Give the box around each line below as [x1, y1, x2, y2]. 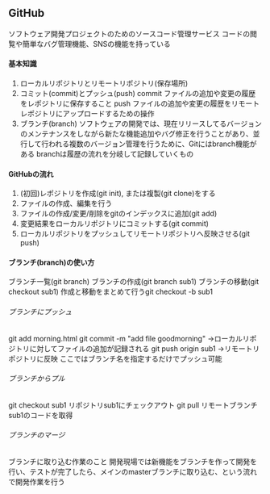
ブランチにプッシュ [8, 307, 73, 317]
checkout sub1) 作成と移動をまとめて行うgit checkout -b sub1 [8, 287, 214, 297]
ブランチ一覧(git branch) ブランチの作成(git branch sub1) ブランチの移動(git [8, 277, 260, 287]
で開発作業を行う [8, 477, 65, 487]
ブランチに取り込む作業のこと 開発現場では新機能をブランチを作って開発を [8, 457, 258, 467]
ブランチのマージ [8, 430, 65, 440]
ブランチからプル [8, 374, 65, 383]
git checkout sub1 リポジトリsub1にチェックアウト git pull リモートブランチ [8, 400, 258, 410]
